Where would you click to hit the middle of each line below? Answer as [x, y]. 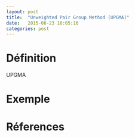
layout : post [22, 12]
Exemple [28, 99]
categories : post [28, 29]
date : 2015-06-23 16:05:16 [42, 23]
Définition [31, 58]
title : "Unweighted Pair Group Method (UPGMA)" [68, 17]
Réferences [35, 126]
